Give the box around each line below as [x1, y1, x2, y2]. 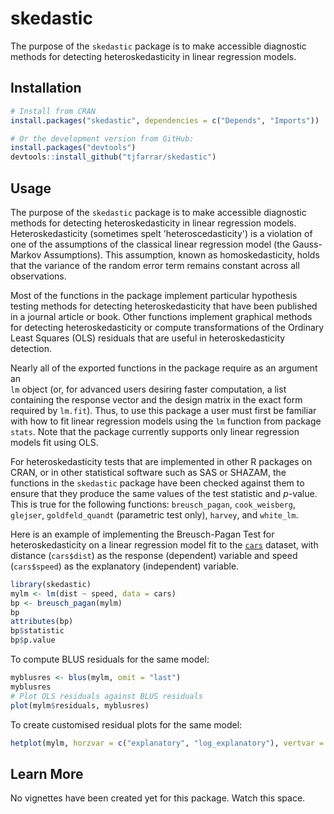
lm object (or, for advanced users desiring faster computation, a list [10, 383, 287, 395]
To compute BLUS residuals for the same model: [10, 653, 210, 666]
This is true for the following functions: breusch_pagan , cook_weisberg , [10, 498, 296, 510]
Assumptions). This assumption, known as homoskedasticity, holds [43, 248, 320, 261]
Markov [10, 248, 42, 261]
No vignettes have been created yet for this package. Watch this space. [10, 792, 306, 804]
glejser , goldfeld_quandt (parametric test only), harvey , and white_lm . [10, 508, 299, 521]
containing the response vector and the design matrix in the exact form [10, 393, 303, 406]
